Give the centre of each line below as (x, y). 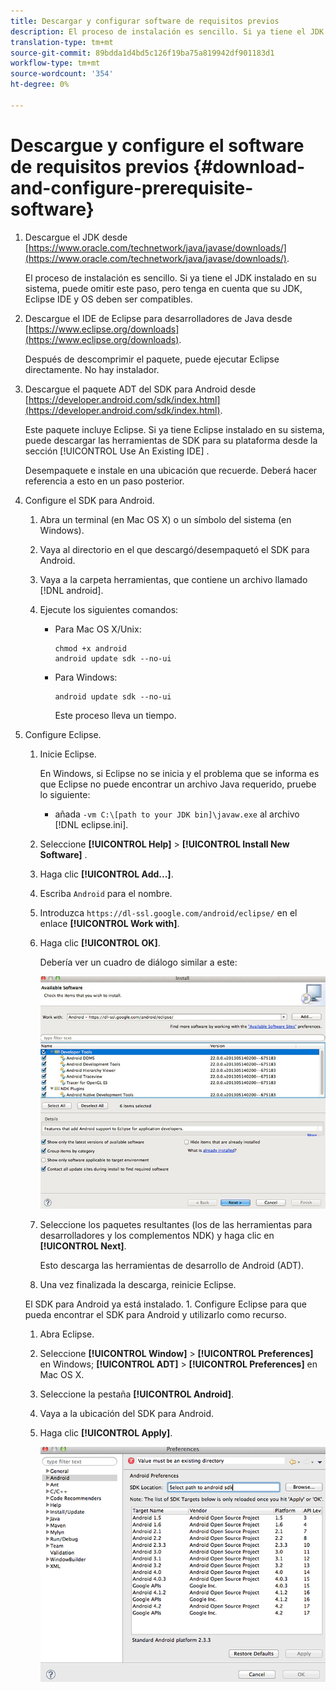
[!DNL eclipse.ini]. (91, 824)
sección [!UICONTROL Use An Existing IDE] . (117, 451)
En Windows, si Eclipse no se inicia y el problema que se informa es (179, 773)
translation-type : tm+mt (62, 42)
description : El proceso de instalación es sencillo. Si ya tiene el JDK (167, 31)
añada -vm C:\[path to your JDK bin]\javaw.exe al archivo (177, 814)
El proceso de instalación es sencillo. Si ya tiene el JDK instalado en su (170, 277)
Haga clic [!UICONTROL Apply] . (106, 1433)
